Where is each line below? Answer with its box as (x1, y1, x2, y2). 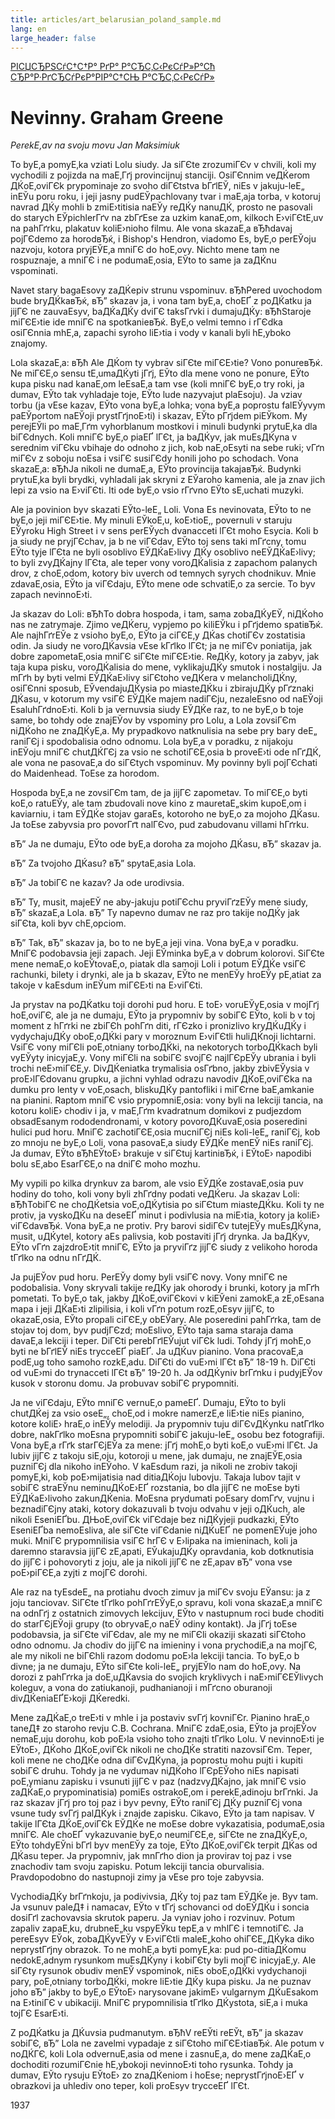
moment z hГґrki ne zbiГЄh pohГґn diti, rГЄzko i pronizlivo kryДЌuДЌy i (10, 1020, 307, 1032)
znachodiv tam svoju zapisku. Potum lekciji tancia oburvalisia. (10, 1861, 265, 1873)
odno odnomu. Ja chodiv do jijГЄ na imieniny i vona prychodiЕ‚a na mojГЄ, (10, 1639, 318, 1651)
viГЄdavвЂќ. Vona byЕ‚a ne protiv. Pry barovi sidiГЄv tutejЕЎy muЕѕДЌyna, (10, 1220, 322, 1232)
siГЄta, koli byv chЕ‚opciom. (10, 917, 127, 930)
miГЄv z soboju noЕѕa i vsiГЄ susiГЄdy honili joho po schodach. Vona (10, 452, 299, 465)
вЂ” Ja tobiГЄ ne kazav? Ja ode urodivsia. (10, 877, 185, 889)
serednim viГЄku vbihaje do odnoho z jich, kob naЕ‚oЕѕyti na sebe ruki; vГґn (10, 442, 325, 454)
